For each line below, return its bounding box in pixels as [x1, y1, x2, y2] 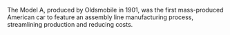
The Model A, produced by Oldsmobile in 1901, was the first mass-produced [7, 6, 224, 14]
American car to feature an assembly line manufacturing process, [7, 13, 194, 21]
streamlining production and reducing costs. [7, 21, 133, 28]
